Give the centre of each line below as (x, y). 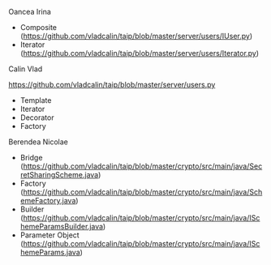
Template (36, 100)
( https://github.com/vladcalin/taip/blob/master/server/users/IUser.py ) (136, 36)
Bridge (31, 158)
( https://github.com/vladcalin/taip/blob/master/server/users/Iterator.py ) (140, 53)
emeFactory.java (48, 201)
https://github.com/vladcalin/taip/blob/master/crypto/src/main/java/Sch (143, 192)
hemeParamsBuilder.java (62, 227)
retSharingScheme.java (59, 175)
